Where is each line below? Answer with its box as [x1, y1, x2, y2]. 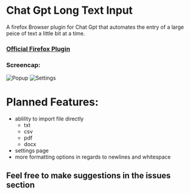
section [6, 180, 35, 190]
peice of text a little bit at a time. [6, 29, 85, 37]
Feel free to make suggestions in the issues [6, 171, 171, 181]
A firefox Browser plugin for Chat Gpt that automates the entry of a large [6, 23, 184, 31]
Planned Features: [6, 95, 99, 109]
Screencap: [6, 60, 41, 69]
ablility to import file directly [14, 115, 84, 123]
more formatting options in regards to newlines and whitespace [14, 153, 171, 160]
